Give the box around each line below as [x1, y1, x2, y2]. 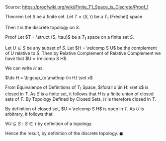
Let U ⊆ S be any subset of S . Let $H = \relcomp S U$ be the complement [5, 45, 158, 51]
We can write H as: [5, 65, 44, 71]
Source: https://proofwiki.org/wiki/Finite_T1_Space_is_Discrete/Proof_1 [5, 4, 149, 10]
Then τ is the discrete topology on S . [5, 24, 81, 30]
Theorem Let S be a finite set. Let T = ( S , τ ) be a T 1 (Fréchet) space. [5, 14, 144, 21]
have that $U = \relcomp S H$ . [5, 55, 68, 61]
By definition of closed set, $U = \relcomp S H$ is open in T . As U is [5, 106, 144, 112]
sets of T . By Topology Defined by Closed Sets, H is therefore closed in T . [5, 96, 157, 102]
